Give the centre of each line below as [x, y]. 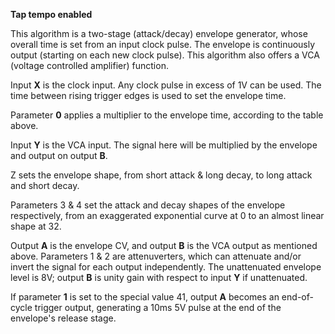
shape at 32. [36, 226]
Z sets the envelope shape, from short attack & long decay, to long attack [161, 175]
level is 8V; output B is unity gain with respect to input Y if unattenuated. [159, 277]
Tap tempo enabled [51, 14]
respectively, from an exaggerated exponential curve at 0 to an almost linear [167, 215]
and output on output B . [59, 155]
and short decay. [45, 185]
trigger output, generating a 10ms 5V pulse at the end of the [158, 307]
